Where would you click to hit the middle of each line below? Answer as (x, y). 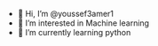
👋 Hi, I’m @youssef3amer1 (65, 14)
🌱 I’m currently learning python (74, 32)
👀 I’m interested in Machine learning (83, 23)
